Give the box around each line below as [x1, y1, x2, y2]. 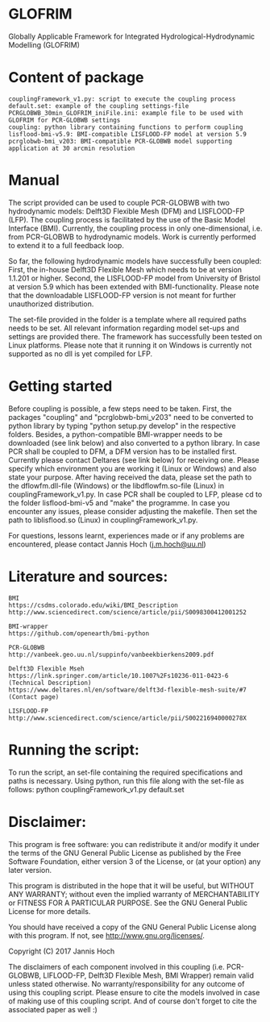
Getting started [8, 377, 113, 395]
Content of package [8, 69, 144, 87]
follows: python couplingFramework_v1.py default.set [8, 784, 185, 794]
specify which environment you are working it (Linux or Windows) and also [8, 463, 257, 473]
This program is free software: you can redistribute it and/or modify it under [8, 839, 260, 849]
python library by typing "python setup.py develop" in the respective [8, 421, 236, 430]
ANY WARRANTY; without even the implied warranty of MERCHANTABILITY [8, 889, 260, 899]
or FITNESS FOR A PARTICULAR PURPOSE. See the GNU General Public [8, 898, 248, 908]
